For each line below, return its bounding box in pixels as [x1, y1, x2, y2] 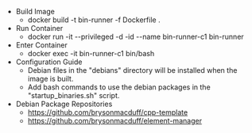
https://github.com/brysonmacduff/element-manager [27, 116, 203, 125]
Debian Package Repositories [15, 99, 113, 108]
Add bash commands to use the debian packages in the [27, 82, 211, 92]
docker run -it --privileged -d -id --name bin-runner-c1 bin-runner [27, 32, 244, 41]
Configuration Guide [15, 57, 83, 66]
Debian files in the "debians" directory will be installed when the [27, 66, 238, 74]
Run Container [15, 24, 64, 32]
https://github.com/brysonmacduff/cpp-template [27, 108, 188, 117]
